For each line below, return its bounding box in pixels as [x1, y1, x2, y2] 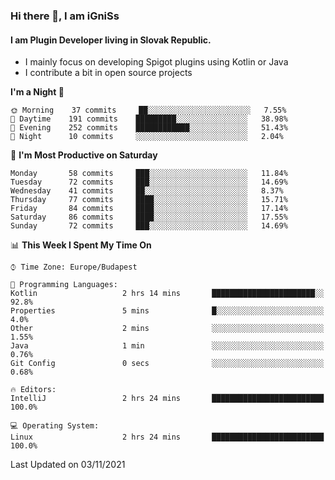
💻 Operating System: [10, 421, 100, 431]
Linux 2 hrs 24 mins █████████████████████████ [10, 432, 325, 443]
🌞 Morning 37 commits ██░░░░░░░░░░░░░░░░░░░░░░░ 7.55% [10, 105, 287, 116]
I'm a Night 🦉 [10, 86, 65, 98]
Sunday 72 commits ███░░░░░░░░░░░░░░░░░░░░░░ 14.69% [10, 221, 288, 231]
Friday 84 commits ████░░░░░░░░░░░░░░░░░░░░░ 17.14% [10, 204, 288, 214]
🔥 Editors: [10, 385, 57, 395]
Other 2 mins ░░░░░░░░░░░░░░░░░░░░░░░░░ [10, 324, 325, 334]
